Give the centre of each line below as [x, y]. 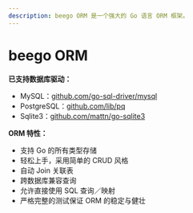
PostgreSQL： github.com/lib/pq [72, 106]
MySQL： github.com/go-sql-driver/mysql [88, 96]
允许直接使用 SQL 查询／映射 [68, 190]
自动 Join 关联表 [46, 170]
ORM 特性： [28, 133]
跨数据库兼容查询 [48, 180]
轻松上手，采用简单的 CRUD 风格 [74, 160]
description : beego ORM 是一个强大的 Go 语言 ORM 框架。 [99, 16]
